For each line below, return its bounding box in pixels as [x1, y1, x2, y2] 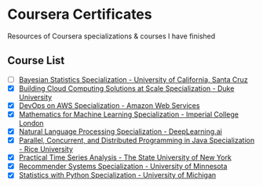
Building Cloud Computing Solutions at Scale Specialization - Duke [18, 84, 235, 93]
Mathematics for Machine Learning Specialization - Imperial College [18, 110, 239, 119]
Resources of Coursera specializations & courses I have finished [7, 31, 216, 41]
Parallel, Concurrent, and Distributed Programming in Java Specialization [18, 135, 255, 146]
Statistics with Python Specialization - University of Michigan [18, 171, 217, 180]
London [18, 119, 44, 128]
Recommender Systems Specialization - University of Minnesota [18, 162, 228, 171]
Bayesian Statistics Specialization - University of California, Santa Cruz [18, 74, 248, 84]
